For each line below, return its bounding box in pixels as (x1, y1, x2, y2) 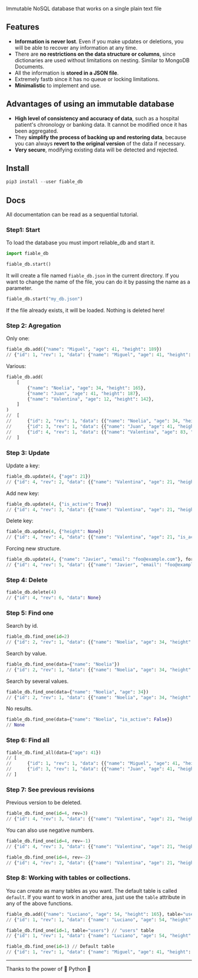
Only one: (6, 335, 30, 342)
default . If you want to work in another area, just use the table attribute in (6, 893, 186, 900)
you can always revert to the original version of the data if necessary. (14, 140, 186, 147)
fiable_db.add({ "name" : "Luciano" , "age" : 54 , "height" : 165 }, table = (6, 911, 183, 917)
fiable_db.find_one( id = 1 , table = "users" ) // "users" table (6, 927, 154, 934)
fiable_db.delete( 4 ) (6, 589, 57, 595)
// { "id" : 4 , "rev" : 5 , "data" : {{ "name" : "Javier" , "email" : (6, 562, 162, 568)
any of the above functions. (6, 899, 73, 907)
